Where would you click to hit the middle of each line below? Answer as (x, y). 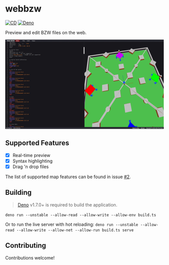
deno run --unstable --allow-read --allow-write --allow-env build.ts (81, 215)
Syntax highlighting (32, 161)
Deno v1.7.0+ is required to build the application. (67, 204)
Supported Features (37, 143)
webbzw (23, 9)
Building (18, 193)
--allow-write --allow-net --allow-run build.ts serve (75, 230)
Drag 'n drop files (30, 167)
